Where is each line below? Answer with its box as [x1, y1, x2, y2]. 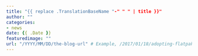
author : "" [6, 14, 33, 20]
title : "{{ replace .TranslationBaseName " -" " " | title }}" [6, 8, 162, 15]
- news [6, 24, 22, 31]
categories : [6, 19, 35, 25]
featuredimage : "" [6, 36, 51, 41]
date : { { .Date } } [6, 30, 51, 36]
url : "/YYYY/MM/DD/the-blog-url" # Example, [6, 41, 117, 47]
